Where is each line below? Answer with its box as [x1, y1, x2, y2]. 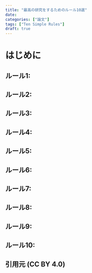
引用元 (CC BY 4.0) [5, 260, 66, 268]
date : [5, 12, 17, 17]
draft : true [5, 26, 30, 31]
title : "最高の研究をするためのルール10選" [5, 7, 87, 13]
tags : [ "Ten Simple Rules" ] [5, 21, 65, 27]
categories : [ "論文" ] [5, 17, 50, 22]
